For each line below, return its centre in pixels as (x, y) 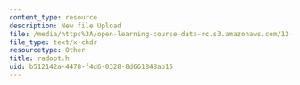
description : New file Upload (66, 26)
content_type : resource (54, 17)
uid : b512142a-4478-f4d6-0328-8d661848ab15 (92, 67)
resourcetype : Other (48, 50)
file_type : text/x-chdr (54, 42)
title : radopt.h (39, 58)
